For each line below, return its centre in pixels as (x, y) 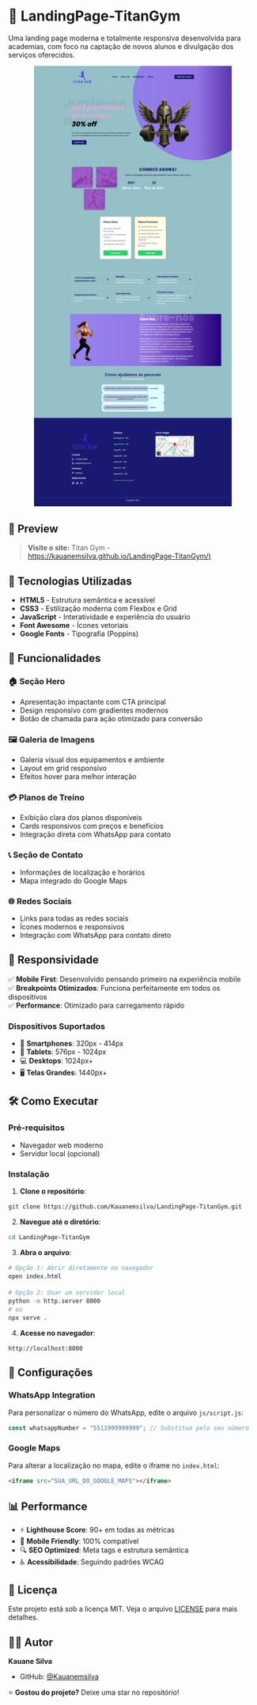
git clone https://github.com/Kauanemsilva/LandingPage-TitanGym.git (125, 1207)
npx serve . (28, 1318)
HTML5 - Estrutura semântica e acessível (87, 600)
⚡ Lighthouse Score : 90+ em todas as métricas (97, 1530)
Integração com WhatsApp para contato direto (95, 935)
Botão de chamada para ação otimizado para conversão (111, 718)
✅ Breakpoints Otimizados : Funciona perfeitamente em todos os (114, 988)
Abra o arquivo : (45, 1252)
